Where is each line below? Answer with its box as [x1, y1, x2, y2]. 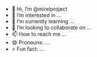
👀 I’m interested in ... [11, 12, 62, 19]
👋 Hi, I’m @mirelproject [11, 6, 68, 12]
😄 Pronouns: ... [11, 39, 50, 46]
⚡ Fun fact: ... [11, 45, 44, 52]
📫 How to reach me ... [11, 31, 66, 37]
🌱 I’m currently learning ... [11, 18, 75, 24]
